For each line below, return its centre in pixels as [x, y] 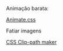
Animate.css [21, 19]
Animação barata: [27, 8]
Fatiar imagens [24, 31]
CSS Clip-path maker [32, 42]
